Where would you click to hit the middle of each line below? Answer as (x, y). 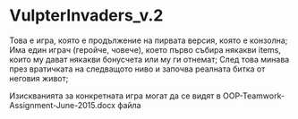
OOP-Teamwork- (253, 96)
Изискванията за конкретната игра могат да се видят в (115, 96)
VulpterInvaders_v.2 (86, 16)
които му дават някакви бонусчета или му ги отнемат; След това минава (149, 59)
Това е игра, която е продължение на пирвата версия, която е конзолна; (149, 40)
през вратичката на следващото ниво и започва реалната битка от (137, 69)
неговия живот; (39, 78)
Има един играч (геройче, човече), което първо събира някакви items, (145, 49)
